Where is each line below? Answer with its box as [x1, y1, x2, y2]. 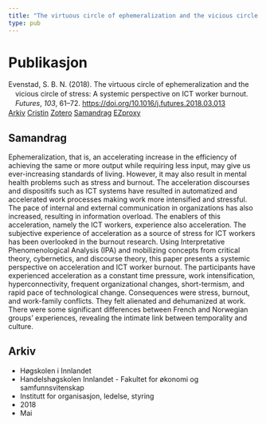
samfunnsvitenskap [19, 383, 85, 392]
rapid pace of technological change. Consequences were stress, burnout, [8, 288, 251, 297]
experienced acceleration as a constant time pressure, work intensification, [8, 270, 256, 280]
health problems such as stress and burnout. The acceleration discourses [8, 177, 250, 187]
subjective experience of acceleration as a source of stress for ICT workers [8, 228, 256, 238]
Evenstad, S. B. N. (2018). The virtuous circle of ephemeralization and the [8, 80, 249, 89]
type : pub [8, 19, 41, 27]
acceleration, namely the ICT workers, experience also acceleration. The [8, 220, 247, 230]
